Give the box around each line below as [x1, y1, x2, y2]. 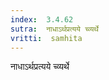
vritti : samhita [10, 33, 83, 43]
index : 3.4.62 [10, 14, 74, 25]
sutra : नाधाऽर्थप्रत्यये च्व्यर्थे [10, 24, 99, 34]
